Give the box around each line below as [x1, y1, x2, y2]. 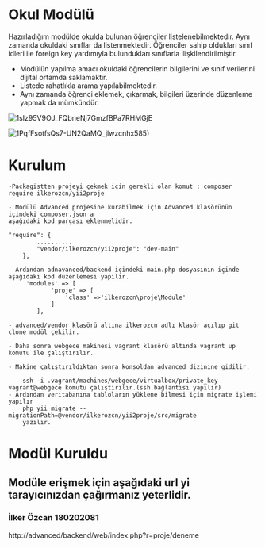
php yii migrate [22, 404, 77, 412]
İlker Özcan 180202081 [8, 512, 99, 523]
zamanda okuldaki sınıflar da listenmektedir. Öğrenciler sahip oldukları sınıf [8, 40, 253, 49]
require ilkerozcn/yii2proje [8, 189, 105, 197]
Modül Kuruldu [8, 445, 109, 463]
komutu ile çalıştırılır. [8, 349, 94, 357]
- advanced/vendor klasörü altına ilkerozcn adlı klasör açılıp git [8, 321, 240, 329]
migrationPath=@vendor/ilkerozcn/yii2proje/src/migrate [8, 411, 197, 420]
